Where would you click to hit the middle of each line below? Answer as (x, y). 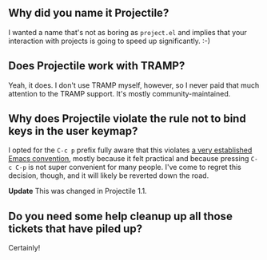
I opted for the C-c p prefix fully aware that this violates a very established (130, 150)
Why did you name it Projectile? (89, 13)
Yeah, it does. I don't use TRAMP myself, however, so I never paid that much (134, 85)
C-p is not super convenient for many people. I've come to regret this (128, 167)
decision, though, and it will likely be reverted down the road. (109, 175)
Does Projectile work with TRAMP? (97, 66)
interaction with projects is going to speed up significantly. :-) (109, 41)
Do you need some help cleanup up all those (121, 216)
